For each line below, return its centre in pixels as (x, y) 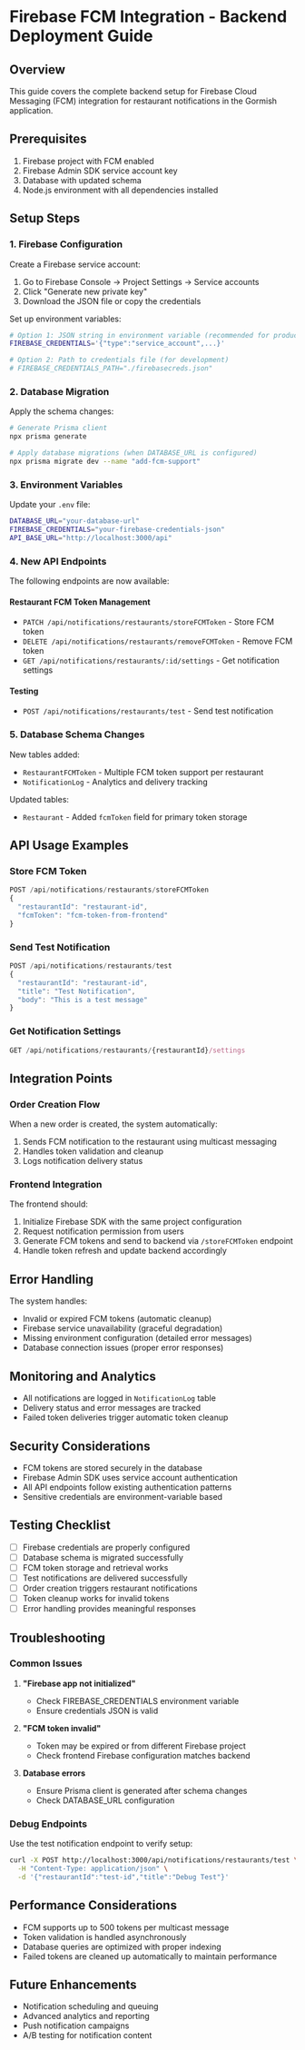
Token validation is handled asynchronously (104, 1937)
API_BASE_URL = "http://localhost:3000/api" (91, 537)
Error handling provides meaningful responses (109, 1609)
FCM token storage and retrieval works (95, 1567)
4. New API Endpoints (58, 561)
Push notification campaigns (76, 2025)
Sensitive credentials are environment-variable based (123, 1496)
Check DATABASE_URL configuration (105, 1800)
